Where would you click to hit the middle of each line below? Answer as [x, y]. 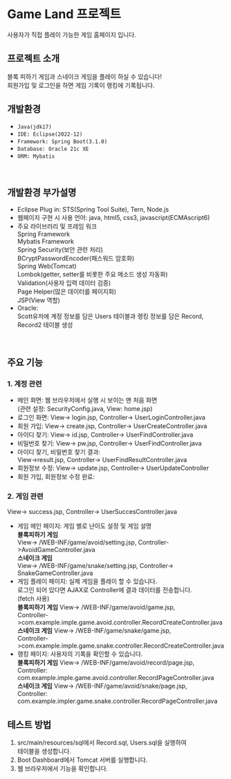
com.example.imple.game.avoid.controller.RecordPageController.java [115, 678]
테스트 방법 [29, 725]
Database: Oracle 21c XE [53, 149]
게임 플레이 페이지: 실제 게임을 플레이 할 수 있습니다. [87, 581]
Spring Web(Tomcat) [47, 266]
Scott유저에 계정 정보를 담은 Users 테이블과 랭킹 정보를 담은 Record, [110, 316]
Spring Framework [44, 234]
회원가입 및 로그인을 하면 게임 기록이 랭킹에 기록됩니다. [81, 85]
